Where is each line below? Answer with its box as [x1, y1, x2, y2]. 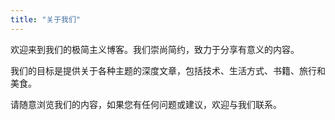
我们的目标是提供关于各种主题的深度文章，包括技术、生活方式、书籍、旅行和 [10, 64, 326, 76]
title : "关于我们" [10, 14, 82, 25]
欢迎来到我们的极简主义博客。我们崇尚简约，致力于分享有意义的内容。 [10, 43, 300, 55]
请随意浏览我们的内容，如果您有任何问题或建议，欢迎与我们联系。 [10, 98, 282, 110]
